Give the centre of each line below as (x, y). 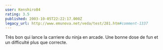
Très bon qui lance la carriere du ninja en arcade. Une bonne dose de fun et (82, 37)
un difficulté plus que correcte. (36, 43)
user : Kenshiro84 (23, 10)
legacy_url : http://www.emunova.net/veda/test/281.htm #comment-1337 (77, 23)
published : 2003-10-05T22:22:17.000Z (44, 19)
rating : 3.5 (17, 14)
